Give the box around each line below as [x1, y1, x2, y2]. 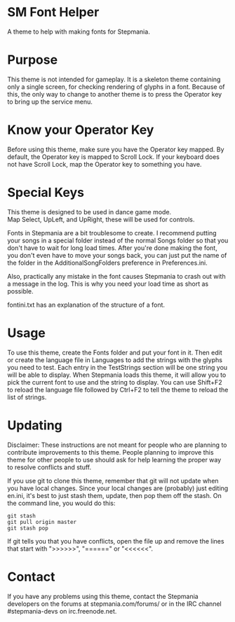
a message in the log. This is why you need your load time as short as [7, 279, 209, 288]
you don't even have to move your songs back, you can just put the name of [7, 251, 227, 259]
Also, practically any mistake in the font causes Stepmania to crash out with [7, 272, 226, 280]
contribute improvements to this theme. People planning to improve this [7, 448, 214, 456]
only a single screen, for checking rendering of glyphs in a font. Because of [7, 82, 225, 91]
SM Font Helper [7, 4, 100, 20]
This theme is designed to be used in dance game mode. [7, 207, 172, 216]
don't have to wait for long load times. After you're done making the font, [7, 243, 217, 252]
